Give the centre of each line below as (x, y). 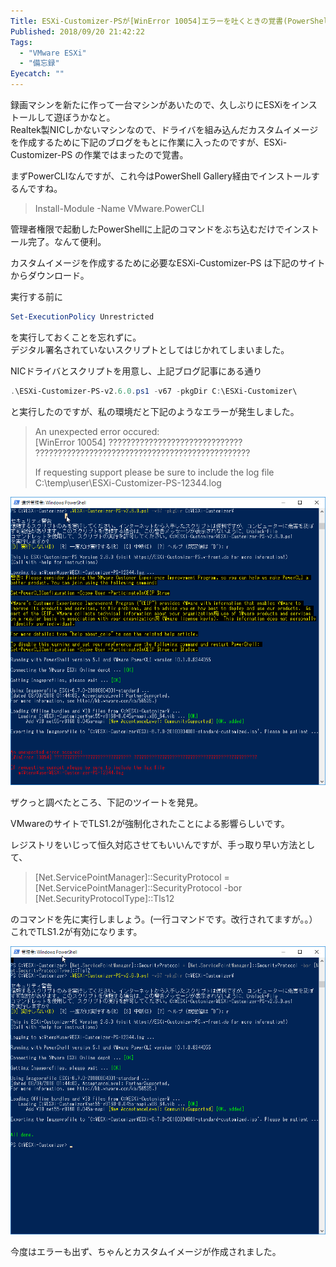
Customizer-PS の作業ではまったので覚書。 (99, 154)
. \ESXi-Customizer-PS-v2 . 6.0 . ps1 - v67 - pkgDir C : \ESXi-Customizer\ (154, 391)
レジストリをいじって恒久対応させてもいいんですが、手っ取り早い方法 (154, 844)
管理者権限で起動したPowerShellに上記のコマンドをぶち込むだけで (147, 229)
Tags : (21, 42)
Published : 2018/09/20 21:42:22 (77, 31)
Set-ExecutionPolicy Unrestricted (82, 317)
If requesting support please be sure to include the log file (154, 472)
